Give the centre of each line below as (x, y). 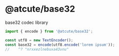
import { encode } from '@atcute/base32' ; (49, 31)
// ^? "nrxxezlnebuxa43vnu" (37, 49)
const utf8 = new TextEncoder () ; (39, 40)
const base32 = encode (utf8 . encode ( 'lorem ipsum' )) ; (60, 45)
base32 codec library (27, 22)
